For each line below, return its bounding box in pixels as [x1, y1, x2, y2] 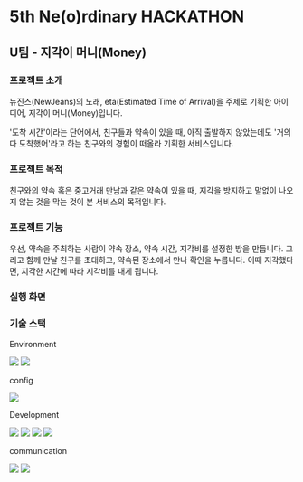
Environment [9, 338, 57, 349]
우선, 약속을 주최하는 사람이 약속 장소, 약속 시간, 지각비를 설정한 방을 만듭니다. [9, 243, 284, 254]
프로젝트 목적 [9, 163, 63, 175]
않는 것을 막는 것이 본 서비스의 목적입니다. [18, 196, 166, 207]
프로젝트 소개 [9, 74, 63, 87]
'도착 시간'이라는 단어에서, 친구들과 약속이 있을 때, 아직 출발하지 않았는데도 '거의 [9, 127, 291, 137]
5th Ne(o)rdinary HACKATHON [9, 6, 245, 27]
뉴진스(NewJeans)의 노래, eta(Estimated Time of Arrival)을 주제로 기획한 [9, 96, 272, 107]
